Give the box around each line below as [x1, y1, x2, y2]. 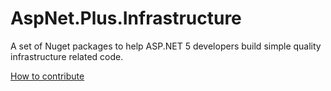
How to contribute [10, 70, 85, 82]
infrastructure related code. [10, 50, 124, 62]
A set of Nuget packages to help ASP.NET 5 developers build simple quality [10, 40, 322, 52]
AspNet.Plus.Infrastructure [10, 7, 242, 30]
